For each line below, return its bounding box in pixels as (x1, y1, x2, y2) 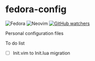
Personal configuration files (5, 30, 64, 36)
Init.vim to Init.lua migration (12, 50, 70, 56)
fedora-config (5, 4, 67, 15)
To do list (5, 40, 25, 46)
